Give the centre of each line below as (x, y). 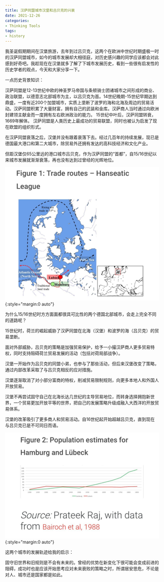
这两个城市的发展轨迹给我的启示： (39, 552)
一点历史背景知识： (24, 80)
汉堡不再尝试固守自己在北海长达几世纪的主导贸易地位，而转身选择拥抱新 (78, 396)
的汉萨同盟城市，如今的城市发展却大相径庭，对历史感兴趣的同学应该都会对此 (82, 57)
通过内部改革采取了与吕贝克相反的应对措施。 (50, 369)
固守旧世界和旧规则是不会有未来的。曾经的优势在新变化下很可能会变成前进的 (82, 562)
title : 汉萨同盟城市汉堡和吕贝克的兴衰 (40, 10)
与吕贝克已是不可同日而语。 (33, 425)
